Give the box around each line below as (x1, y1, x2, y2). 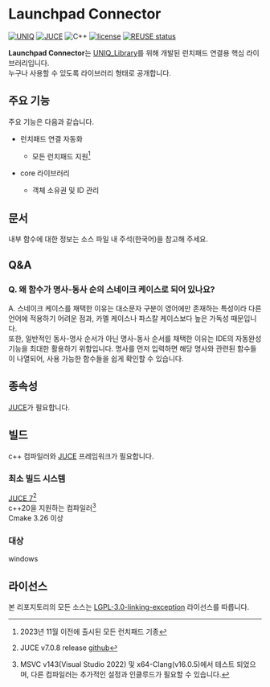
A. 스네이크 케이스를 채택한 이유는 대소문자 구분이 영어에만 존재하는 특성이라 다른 (8, 303, 262, 313)
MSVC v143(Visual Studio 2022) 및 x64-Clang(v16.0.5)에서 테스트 (19, 660, 235, 669)
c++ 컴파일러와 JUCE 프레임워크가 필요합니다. (8, 451, 154, 461)
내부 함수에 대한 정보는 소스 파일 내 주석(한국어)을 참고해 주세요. (8, 234, 209, 244)
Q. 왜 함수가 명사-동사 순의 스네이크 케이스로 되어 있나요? (8, 283, 215, 294)
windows (8, 554, 39, 564)
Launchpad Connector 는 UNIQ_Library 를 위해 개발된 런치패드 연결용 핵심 (8, 47, 245, 57)
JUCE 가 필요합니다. (8, 402, 71, 412)
